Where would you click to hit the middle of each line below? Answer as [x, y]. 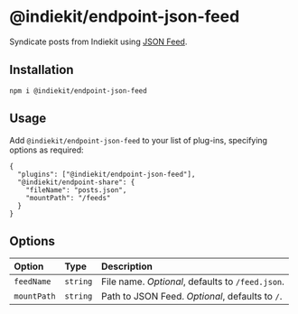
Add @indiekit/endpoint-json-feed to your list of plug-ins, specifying [139, 140]
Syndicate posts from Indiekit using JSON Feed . [98, 42]
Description [127, 266]
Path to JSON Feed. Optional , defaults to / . [191, 297]
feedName [33, 282]
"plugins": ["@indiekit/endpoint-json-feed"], [107, 174]
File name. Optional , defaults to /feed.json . [192, 282]
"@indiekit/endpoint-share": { [76, 182]
